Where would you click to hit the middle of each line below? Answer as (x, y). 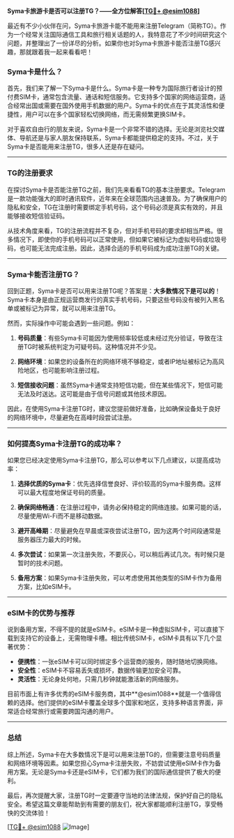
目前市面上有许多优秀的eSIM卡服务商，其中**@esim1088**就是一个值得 (111, 694)
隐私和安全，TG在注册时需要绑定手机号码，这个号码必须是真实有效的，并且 (115, 207)
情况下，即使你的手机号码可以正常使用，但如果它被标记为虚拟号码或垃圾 (117, 239)
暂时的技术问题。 (42, 563)
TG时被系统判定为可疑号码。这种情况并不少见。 (92, 346)
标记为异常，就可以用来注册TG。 (72, 308)
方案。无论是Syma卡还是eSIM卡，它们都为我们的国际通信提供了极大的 (114, 772)
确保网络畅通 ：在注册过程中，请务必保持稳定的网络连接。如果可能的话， (121, 507)
